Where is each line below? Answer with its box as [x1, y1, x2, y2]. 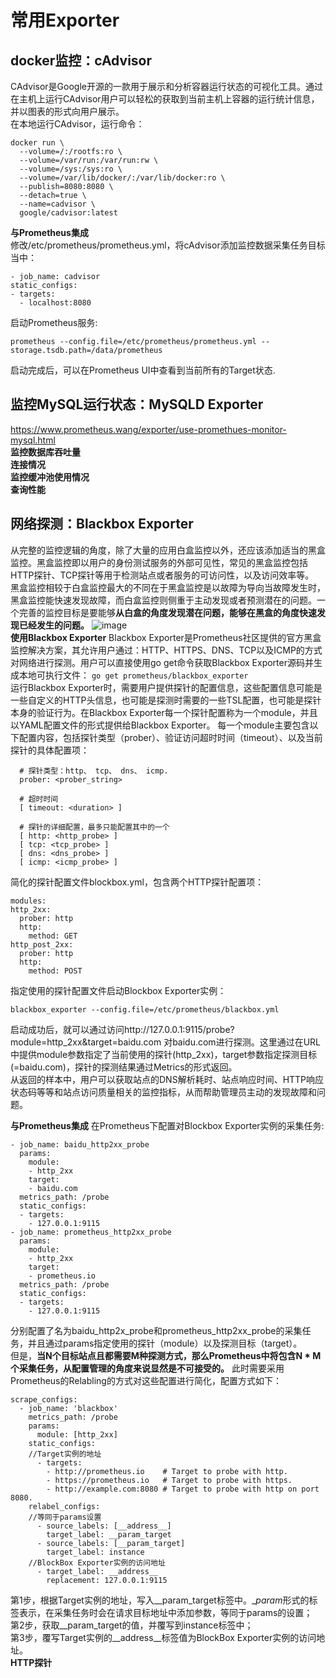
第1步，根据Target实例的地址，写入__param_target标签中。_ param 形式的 [10, 1594, 310, 1606]
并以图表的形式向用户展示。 [10, 106, 125, 117]
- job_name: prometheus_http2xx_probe [10, 1227, 172, 1237]
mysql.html [10, 434, 56, 446]
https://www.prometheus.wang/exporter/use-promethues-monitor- [10, 423, 287, 435]
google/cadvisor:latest [19, 208, 118, 218]
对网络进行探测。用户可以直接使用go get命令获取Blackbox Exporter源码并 [10, 656, 314, 668]
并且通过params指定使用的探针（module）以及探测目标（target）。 [27, 1337, 303, 1349]
